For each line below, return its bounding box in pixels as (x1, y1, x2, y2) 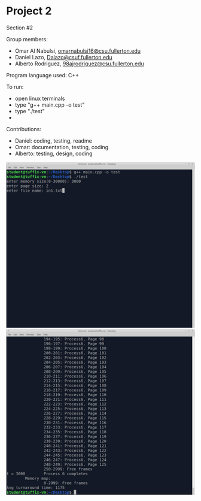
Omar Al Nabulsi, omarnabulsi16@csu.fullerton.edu (14, 47, 141, 55)
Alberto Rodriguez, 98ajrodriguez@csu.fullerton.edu (14, 60, 145, 67)
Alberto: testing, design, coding (14, 150, 93, 157)
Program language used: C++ (6, 71, 80, 79)
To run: (6, 83, 24, 90)
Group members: (6, 35, 48, 43)
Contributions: (6, 125, 42, 132)
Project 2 (6, 4, 52, 18)
